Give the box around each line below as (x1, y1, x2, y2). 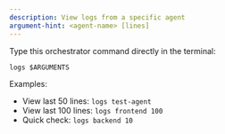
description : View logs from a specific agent (9, 12, 186, 22)
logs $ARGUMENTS (9, 63, 70, 72)
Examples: (9, 78, 47, 89)
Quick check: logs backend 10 (21, 114, 134, 125)
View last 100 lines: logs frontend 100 (21, 105, 163, 115)
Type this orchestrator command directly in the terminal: (9, 45, 216, 56)
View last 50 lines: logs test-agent (21, 95, 152, 106)
